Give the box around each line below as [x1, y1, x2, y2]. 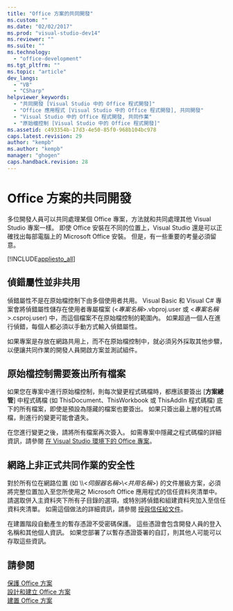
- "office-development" [13, 55, 82, 62]
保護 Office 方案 [7, 578, 53, 587]
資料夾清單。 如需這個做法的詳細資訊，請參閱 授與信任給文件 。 [7, 505, 187, 513]
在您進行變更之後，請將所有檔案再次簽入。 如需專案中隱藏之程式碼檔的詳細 [7, 428, 222, 437]
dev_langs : [7, 74, 39, 82]
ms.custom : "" [7, 17, 49, 24]
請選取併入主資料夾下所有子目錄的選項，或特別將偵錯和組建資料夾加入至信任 [7, 497, 226, 505]
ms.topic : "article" [7, 68, 67, 75]
